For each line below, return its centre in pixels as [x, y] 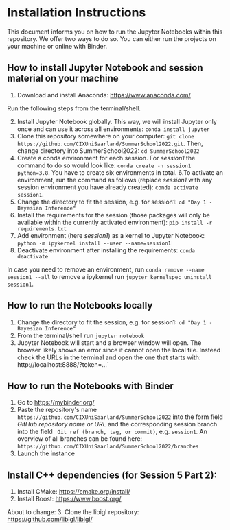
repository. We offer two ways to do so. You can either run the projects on [112, 38]
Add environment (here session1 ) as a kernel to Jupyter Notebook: [111, 235]
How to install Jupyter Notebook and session [105, 68]
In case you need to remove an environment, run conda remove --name [106, 269]
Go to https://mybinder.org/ [56, 402]
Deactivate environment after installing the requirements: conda [106, 250]
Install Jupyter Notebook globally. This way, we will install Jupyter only [117, 121]
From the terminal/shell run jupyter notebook [81, 335]
